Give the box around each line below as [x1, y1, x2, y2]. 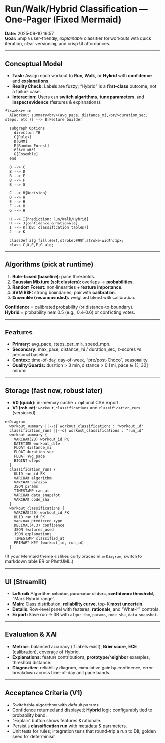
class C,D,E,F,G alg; [9, 242, 54, 247]
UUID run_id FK [14, 515, 45, 520]
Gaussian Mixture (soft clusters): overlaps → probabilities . [12, 279, 134, 285]
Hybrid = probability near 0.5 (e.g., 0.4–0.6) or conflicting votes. [5, 309, 135, 315]
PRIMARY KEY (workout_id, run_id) [14, 540, 84, 546]
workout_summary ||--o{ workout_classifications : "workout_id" [9, 424, 144, 429]
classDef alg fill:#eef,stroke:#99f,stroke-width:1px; [9, 238, 124, 243]
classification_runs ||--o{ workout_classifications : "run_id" [9, 428, 144, 433]
